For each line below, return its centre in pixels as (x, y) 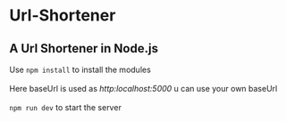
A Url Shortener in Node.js (84, 48)
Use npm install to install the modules (80, 69)
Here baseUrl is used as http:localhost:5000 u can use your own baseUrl (143, 89)
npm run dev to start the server (66, 107)
